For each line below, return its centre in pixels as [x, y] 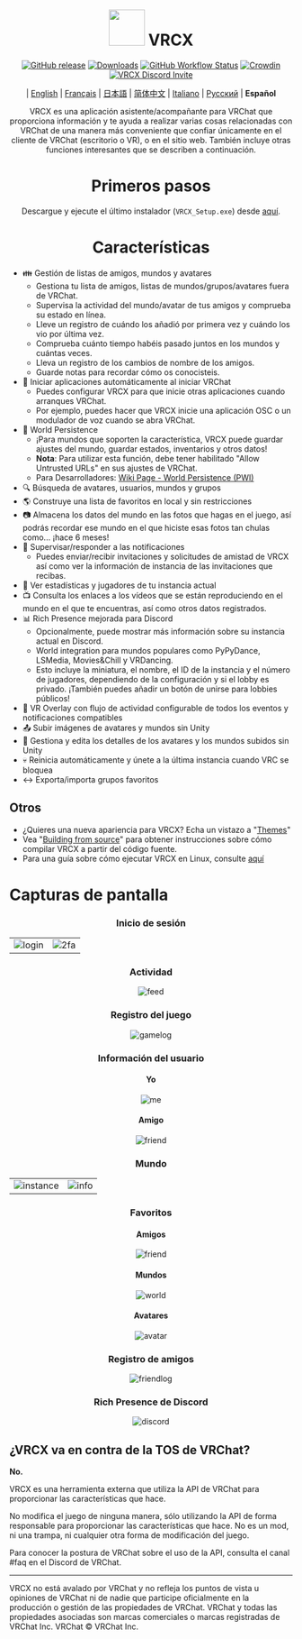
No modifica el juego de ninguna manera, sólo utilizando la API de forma [143, 1516]
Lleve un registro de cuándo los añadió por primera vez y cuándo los [163, 324]
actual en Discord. [69, 641]
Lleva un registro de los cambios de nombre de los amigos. [145, 362]
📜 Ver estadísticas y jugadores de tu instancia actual [119, 585]
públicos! [53, 698]
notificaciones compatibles [72, 718]
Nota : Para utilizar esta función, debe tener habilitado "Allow [148, 458]
